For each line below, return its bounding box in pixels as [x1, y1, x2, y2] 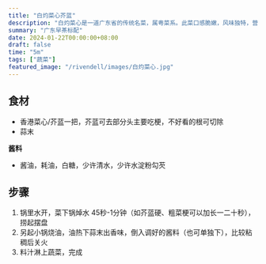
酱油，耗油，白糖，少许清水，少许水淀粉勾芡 [19, 160, 166, 170]
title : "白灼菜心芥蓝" [8, 11, 76, 20]
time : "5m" [8, 48, 44, 56]
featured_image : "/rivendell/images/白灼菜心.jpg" [8, 63, 174, 71]
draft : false [8, 41, 51, 49]
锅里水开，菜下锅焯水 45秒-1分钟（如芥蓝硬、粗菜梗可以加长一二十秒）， [19, 208, 256, 217]
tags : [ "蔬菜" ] [8, 56, 56, 64]
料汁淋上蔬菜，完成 [19, 247, 83, 257]
